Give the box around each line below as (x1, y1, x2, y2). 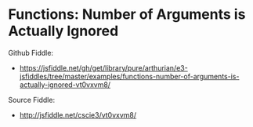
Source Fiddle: (8, 95, 56, 104)
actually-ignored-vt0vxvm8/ (19, 80, 111, 89)
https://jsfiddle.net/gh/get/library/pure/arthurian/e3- (19, 63, 188, 72)
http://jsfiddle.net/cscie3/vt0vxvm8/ (19, 110, 137, 119)
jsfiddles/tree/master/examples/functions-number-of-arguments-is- (19, 71, 240, 81)
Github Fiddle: (8, 48, 53, 57)
